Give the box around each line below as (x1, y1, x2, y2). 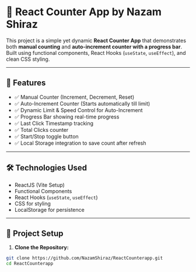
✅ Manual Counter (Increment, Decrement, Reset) (14, 93, 135, 100)
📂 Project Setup (6, 228, 64, 238)
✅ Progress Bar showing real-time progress (14, 113, 120, 120)
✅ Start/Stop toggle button (14, 132, 79, 140)
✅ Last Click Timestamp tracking (14, 120, 94, 127)
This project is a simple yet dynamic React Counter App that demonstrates (6, 37, 187, 44)
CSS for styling (14, 200, 51, 207)
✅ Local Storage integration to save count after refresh (14, 140, 147, 147)
